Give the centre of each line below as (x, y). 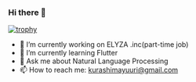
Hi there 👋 (27, 12)
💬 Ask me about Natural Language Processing (94, 61)
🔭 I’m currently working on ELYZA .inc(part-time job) (104, 45)
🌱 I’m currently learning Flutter (69, 53)
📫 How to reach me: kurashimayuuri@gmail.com (99, 70)
